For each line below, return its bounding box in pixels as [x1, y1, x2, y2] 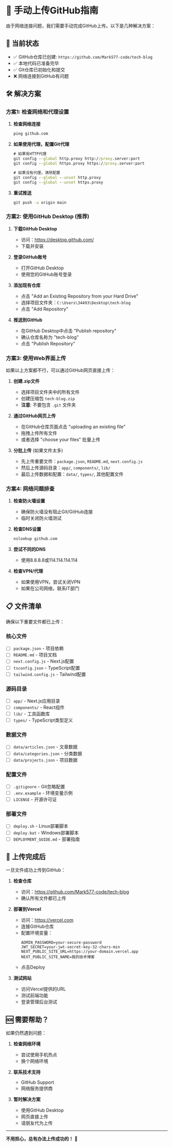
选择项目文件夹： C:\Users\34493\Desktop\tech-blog [21, 299, 131, 305]
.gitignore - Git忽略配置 [13, 783, 66, 789]
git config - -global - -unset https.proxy [13, 180, 104, 185]
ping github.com [13, 131, 48, 137]
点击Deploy [21, 964, 45, 970]
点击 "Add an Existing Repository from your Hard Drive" [21, 293, 139, 299]
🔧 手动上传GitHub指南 [6, 5, 99, 16]
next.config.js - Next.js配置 [13, 658, 74, 665]
